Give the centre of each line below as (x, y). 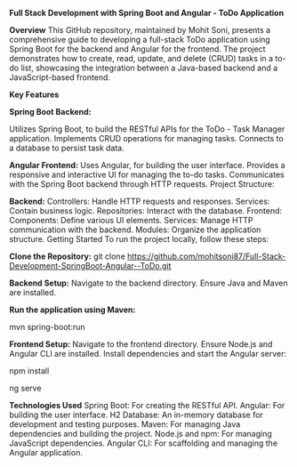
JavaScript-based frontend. (60, 77)
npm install (29, 371)
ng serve (25, 388)
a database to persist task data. (67, 148)
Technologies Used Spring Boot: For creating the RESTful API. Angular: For (147, 405)
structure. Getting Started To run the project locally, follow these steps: (139, 239)
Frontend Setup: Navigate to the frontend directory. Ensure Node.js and (141, 344)
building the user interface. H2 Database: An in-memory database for (136, 415)
